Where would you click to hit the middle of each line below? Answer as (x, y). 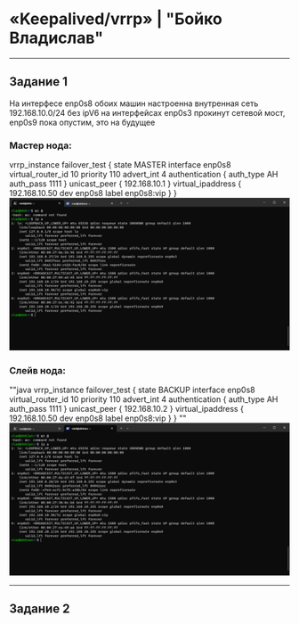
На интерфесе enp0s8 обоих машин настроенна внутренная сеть (134, 103)
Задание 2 (40, 609)
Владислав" (57, 38)
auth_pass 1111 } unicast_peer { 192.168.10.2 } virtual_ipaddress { (127, 409)
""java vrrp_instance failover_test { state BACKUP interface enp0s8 (132, 390)
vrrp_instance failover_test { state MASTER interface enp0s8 (120, 165)
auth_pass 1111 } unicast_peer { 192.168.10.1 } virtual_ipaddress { (125, 184)
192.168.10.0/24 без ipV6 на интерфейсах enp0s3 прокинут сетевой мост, (147, 112)
